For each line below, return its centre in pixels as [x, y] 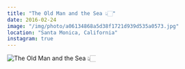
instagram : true [30, 39]
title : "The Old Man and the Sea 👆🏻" [62, 13]
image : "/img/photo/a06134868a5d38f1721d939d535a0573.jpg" [93, 26]
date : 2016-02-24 [32, 20]
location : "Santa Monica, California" [62, 32]
